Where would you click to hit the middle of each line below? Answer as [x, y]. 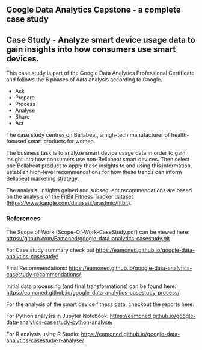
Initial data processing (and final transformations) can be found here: [91, 286]
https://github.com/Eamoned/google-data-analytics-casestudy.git [88, 238]
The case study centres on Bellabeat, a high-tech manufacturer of [88, 135]
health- [180, 135]
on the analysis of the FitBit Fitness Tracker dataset [70, 197]
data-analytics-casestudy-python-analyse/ [60, 322]
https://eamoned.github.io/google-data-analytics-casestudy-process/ [93, 292]
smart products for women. [62, 142]
